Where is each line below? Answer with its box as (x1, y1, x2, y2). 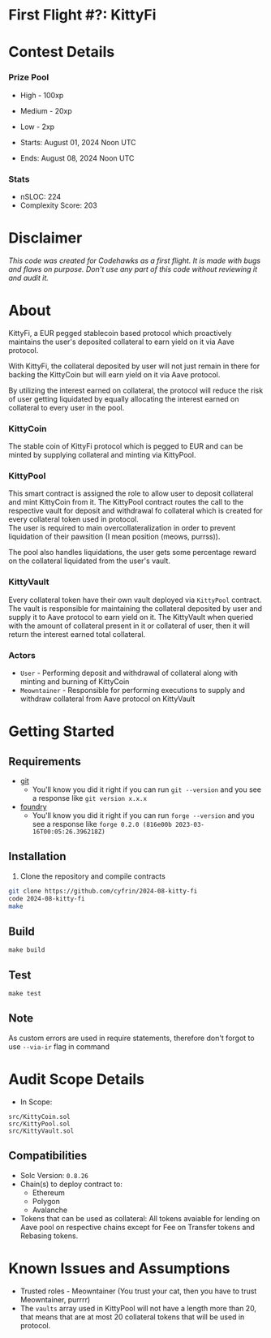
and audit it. (8, 273, 49, 282)
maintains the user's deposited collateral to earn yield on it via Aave (8, 337, 235, 346)
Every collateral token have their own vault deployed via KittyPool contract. (8, 595, 262, 604)
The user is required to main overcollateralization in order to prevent (8, 523, 236, 533)
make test (8, 990, 42, 998)
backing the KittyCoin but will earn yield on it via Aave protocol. (8, 369, 221, 379)
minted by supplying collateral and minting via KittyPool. (8, 450, 196, 460)
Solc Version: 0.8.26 (19, 1170, 89, 1180)
